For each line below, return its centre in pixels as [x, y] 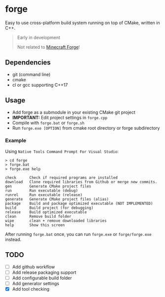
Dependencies [28, 63]
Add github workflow [33, 266]
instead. [13, 239]
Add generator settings [36, 283]
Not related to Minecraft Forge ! [49, 47]
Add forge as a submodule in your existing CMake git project [74, 112]
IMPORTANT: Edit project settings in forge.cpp [60, 117]
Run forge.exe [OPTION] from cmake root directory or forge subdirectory [86, 128]
